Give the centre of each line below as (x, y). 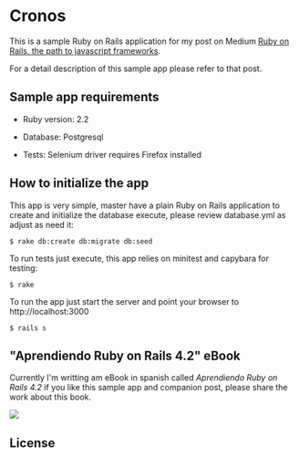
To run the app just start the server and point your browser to (124, 301)
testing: (24, 268)
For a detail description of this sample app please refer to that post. (136, 68)
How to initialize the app (79, 183)
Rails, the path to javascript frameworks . (85, 50)
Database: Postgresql (63, 137)
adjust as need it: (42, 224)
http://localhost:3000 (49, 311)
